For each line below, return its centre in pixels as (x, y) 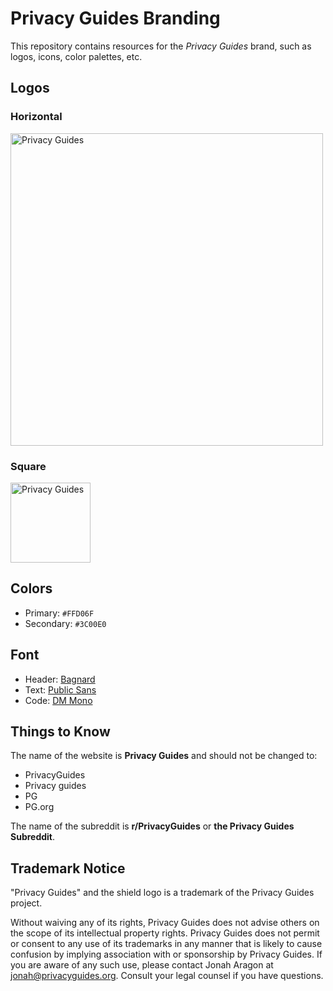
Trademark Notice (68, 868)
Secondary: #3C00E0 (65, 623)
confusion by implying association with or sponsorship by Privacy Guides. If (166, 954)
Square (28, 466)
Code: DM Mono (58, 700)
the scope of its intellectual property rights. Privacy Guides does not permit (165, 933)
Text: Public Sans (60, 689)
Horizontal (36, 117)
